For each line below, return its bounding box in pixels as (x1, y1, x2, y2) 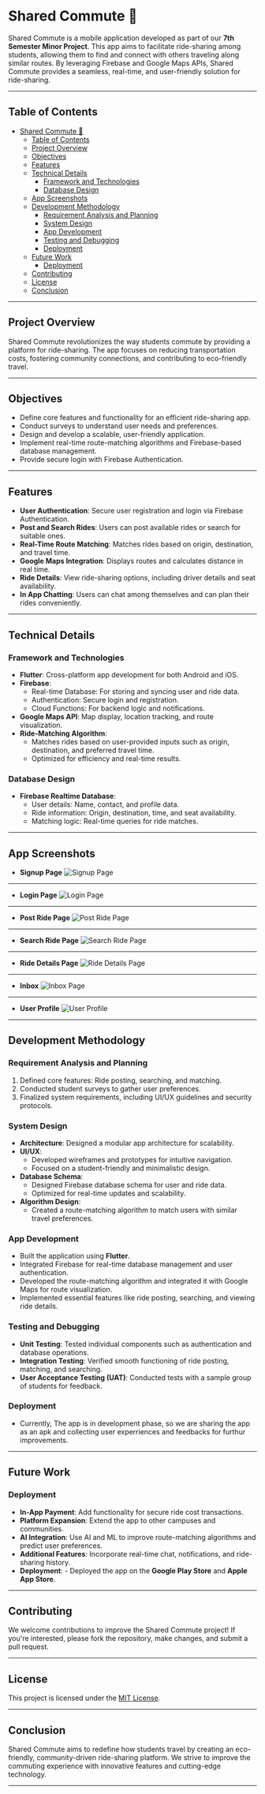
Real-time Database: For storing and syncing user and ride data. (31, 686, 240, 696)
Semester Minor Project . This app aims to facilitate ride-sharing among (8, 41, 241, 50)
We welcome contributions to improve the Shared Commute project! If (8, 1625, 236, 1635)
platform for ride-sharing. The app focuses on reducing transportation (8, 345, 236, 354)
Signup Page (19, 867, 63, 877)
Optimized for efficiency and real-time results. (31, 753, 181, 763)
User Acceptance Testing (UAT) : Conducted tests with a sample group (19, 1372, 252, 1382)
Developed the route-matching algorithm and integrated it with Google (19, 1277, 248, 1286)
